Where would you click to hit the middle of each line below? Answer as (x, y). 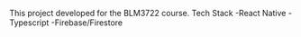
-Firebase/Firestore (87, 23)
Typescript (29, 23)
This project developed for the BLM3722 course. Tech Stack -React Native (148, 13)
